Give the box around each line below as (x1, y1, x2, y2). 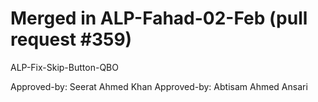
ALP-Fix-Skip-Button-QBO (10, 61, 119, 73)
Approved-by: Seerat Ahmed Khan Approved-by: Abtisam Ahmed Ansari (10, 80, 308, 92)
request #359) (10, 28, 133, 51)
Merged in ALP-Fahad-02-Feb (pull (10, 7, 308, 30)
